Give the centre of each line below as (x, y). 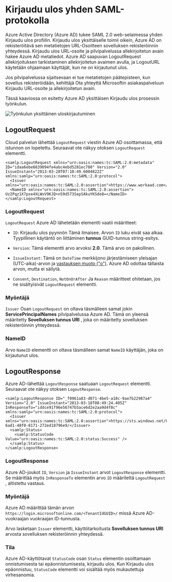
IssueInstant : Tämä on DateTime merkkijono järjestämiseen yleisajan (85, 258)
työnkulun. (17, 103)
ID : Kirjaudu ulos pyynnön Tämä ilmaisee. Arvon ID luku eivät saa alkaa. (88, 233)
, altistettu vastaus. (25, 483)
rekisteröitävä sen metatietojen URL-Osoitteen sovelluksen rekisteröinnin (82, 45)
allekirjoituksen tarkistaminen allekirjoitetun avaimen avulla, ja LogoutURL (83, 62)
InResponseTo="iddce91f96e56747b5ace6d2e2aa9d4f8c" (61, 408)
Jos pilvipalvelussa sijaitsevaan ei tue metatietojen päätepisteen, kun (78, 77)
